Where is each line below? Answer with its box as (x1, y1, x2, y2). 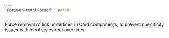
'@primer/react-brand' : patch (5, 7, 70, 13)
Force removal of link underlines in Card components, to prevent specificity (5, 21, 164, 27)
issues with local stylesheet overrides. (5, 26, 86, 33)
